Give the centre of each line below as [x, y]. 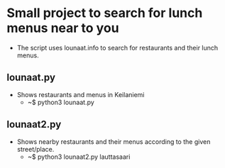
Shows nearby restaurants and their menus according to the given [114, 141]
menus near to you [63, 28]
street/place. [35, 149]
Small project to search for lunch [105, 13]
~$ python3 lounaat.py [61, 102]
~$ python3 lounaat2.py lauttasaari [79, 157]
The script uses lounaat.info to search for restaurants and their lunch [117, 47]
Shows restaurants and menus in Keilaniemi [81, 94]
